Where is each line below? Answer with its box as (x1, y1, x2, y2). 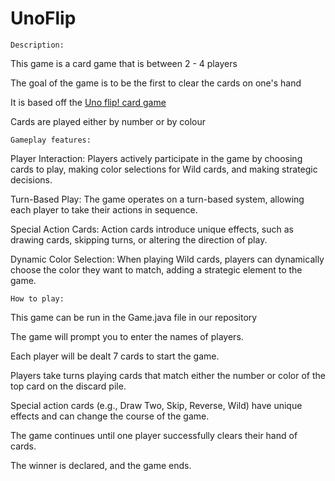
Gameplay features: (10, 135, 92, 145)
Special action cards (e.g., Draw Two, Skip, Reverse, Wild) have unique (10, 399, 303, 411)
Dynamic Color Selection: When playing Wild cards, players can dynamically (10, 253, 325, 265)
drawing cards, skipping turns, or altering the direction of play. (10, 233, 268, 246)
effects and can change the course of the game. (10, 410, 210, 422)
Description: (10, 40, 65, 50)
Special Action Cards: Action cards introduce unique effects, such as (10, 223, 294, 235)
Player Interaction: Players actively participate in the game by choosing (10, 152, 303, 164)
